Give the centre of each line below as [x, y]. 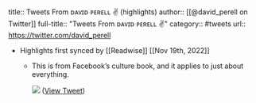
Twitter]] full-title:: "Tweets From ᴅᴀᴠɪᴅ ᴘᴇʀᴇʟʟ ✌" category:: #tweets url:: [127, 24]
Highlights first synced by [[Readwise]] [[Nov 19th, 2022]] [114, 50]
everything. [50, 74]
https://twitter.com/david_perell [60, 35]
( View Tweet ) [64, 91]
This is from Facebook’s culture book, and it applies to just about [138, 66]
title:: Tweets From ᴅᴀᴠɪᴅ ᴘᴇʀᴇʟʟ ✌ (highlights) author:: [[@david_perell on [128, 12]
